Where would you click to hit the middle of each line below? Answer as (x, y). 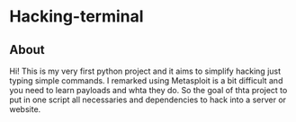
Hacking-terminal (76, 17)
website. (25, 109)
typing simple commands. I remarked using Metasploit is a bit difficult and (146, 81)
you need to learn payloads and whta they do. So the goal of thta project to (148, 90)
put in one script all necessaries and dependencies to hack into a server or (148, 100)
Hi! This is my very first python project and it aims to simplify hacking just (145, 71)
